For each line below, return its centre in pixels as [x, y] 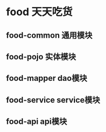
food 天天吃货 [40, 12]
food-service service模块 [53, 100]
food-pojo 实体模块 [41, 57]
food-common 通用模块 [49, 35]
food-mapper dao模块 [47, 78]
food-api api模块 [37, 122]
